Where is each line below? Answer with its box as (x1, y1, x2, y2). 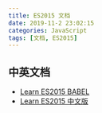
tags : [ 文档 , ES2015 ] (8, 33, 78, 42)
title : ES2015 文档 (8, 11, 71, 20)
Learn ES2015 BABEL (19, 87, 90, 96)
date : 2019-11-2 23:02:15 (8, 19, 94, 27)
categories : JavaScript (8, 26, 88, 34)
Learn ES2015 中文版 (19, 96, 89, 106)
